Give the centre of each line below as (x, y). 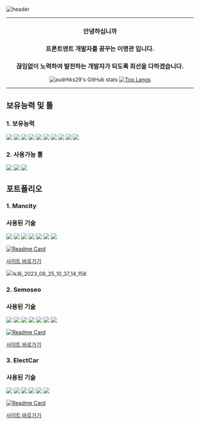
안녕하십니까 (100, 31)
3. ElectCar (23, 360)
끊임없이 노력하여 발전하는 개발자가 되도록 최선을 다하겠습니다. (100, 66)
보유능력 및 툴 (30, 105)
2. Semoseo (24, 289)
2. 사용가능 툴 (25, 154)
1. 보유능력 (21, 124)
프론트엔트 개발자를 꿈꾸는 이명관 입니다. (100, 49)
